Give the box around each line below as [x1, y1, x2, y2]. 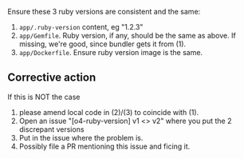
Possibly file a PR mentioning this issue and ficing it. [18, 141, 191, 151]
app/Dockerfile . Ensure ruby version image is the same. [18, 48, 203, 57]
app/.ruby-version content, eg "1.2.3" [18, 22, 144, 31]
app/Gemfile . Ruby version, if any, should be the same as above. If [18, 31, 236, 40]
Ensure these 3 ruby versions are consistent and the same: [7, 7, 201, 16]
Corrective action [7, 71, 96, 85]
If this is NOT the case [7, 92, 81, 101]
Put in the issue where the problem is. [18, 133, 144, 142]
